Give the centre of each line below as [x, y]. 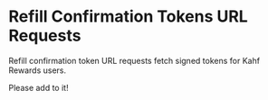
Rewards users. [38, 70]
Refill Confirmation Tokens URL [128, 17]
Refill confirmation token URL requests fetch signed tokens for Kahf [134, 60]
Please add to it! [38, 87]
